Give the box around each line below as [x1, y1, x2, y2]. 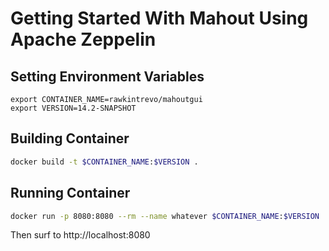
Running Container [10, 185, 131, 202]
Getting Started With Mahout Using [10, 7, 309, 30]
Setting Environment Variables [10, 68, 205, 85]
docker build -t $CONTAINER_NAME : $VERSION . [10, 157, 199, 167]
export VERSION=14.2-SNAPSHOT [10, 103, 137, 113]
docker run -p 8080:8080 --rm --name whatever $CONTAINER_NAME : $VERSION [10, 211, 320, 221]
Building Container [10, 130, 130, 147]
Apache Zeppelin [10, 28, 157, 51]
